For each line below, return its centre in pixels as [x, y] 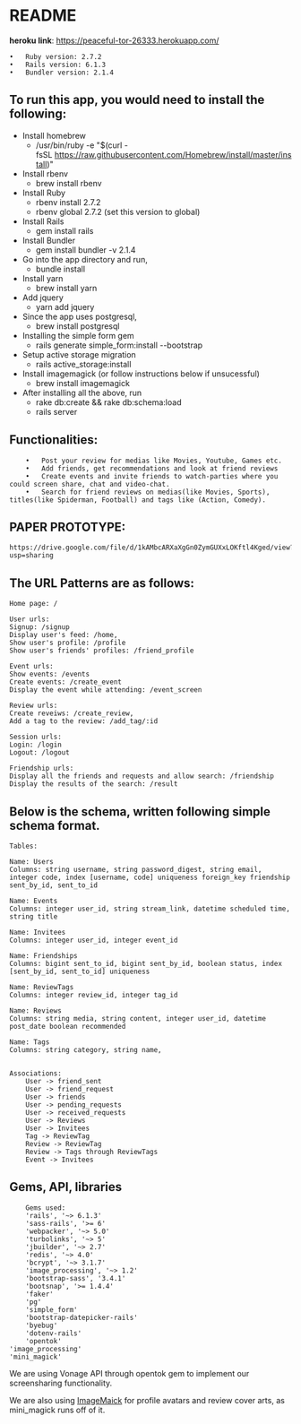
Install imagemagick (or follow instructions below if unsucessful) [141, 374]
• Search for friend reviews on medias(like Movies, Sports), [148, 492]
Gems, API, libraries [66, 1187]
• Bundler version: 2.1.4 [62, 73]
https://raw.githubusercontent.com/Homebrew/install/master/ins [173, 154]
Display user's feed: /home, [64, 635]
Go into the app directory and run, [85, 259]
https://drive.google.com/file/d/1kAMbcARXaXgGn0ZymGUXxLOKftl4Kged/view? [152, 548]
